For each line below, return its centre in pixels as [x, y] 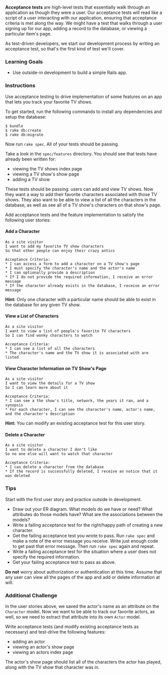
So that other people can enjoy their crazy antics [60, 250]
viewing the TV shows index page [47, 168]
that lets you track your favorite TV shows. [49, 101]
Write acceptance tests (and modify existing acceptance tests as [72, 626]
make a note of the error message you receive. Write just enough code [85, 541]
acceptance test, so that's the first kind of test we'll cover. [65, 49]
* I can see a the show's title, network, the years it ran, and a [77, 401]
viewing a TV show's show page [46, 174]
